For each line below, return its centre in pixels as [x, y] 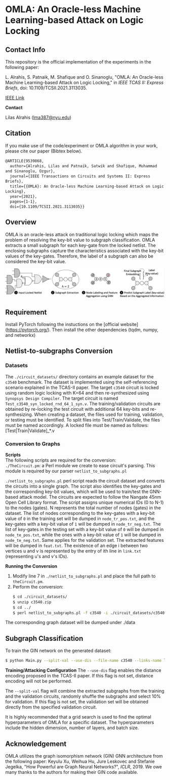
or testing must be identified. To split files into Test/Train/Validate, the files [83, 419]
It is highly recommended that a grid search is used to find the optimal [78, 717]
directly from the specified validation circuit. [51, 707]
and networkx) [20, 335]
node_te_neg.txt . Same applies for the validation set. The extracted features [85, 540]
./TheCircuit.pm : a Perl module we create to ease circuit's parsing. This [80, 465]
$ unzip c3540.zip [32, 602]
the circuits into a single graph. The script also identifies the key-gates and [83, 486]
